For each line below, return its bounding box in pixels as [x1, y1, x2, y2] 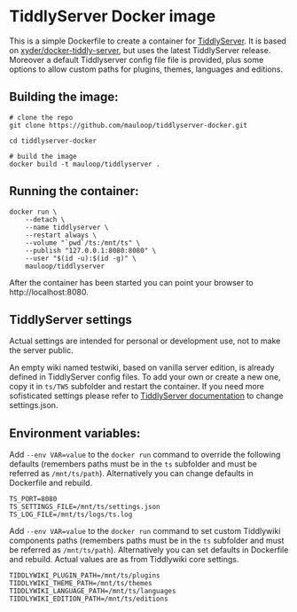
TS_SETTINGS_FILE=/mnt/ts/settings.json [9, 503, 161, 512]
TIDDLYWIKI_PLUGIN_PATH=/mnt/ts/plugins [9, 571, 161, 580]
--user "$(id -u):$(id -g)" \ [25, 254, 137, 263]
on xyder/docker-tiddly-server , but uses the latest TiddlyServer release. [9, 44, 271, 55]
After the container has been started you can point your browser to [9, 277, 254, 287]
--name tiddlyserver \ [25, 223, 109, 231]
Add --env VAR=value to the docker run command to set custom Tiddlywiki [9, 526, 281, 537]
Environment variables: [9, 426, 141, 441]
